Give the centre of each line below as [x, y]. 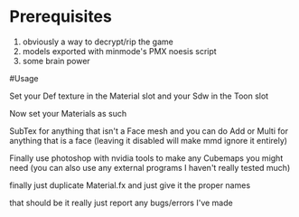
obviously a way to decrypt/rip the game [98, 42]
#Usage [24, 78]
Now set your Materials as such [68, 113]
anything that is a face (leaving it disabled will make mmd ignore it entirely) [148, 140]
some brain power [56, 61]
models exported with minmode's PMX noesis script [119, 51]
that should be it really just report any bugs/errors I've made [121, 203]
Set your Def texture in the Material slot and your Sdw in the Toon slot [139, 96]
